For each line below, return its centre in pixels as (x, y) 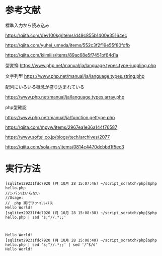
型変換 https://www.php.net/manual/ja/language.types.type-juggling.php (81, 65)
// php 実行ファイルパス (29, 203)
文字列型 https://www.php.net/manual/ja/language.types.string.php (75, 76)
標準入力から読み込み (27, 25)
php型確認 (16, 107)
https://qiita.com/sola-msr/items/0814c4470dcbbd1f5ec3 (65, 146)
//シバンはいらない (23, 193)
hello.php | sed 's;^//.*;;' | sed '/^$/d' (52, 245)
